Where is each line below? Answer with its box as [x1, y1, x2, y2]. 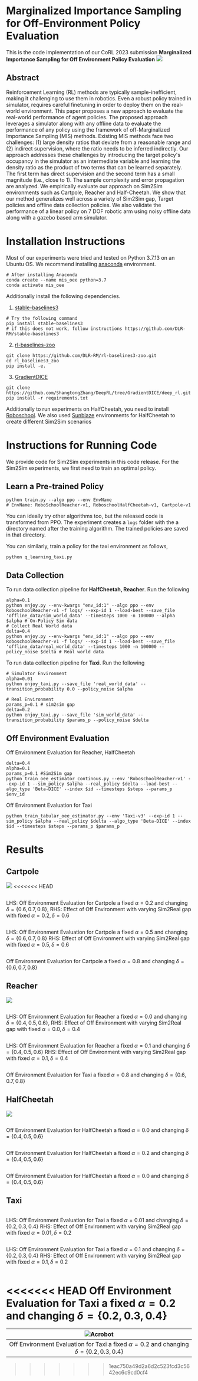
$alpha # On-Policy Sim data [6, 618, 78, 624]
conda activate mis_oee [6, 282, 65, 288]
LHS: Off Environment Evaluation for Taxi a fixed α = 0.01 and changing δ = [6, 1216, 189, 1223]
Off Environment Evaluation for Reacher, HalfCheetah [6, 749, 136, 756]
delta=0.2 [6, 707, 31, 713]
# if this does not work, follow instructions [6, 326, 123, 332]
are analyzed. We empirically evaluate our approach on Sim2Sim [6, 182, 163, 189]
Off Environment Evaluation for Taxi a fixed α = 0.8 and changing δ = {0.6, [6, 1071, 187, 1078]
